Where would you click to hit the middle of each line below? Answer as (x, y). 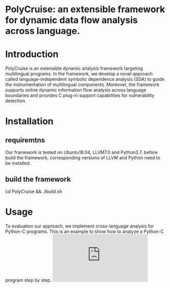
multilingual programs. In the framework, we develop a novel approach (79, 74)
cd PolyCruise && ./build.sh (34, 191)
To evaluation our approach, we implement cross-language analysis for (80, 226)
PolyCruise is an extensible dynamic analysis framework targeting (74, 68)
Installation (29, 121)
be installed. (18, 163)
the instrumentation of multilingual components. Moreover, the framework (82, 84)
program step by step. (28, 280)
